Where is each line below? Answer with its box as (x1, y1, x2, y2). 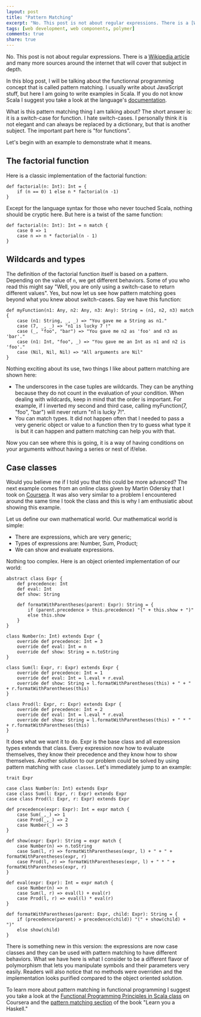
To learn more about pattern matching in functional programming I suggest (6, 986, 190, 994)
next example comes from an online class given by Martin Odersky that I (6, 485, 184, 492)
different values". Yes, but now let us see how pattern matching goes (6, 289, 176, 296)
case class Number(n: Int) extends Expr (6, 785, 109, 792)
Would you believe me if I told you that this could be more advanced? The (6, 478, 188, 485)
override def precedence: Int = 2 (17, 707, 103, 713)
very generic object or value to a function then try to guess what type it (14, 421, 191, 428)
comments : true (6, 31, 44, 37)
